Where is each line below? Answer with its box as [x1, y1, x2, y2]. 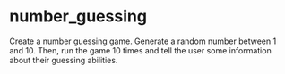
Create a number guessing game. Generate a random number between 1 [9, 36, 277, 46]
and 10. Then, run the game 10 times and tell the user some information [9, 45, 272, 55]
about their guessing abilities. [9, 54, 118, 65]
